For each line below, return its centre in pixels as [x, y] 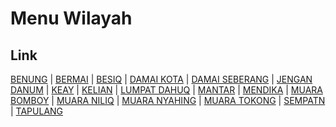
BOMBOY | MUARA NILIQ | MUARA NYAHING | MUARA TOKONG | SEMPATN [168, 100]
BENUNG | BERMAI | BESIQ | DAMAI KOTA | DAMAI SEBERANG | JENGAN [161, 79]
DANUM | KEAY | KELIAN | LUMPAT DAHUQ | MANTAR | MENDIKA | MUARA [166, 90]
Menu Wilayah [71, 18]
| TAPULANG [37, 111]
